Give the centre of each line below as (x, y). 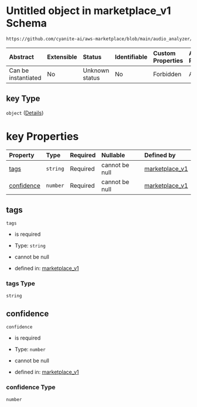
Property (22, 155)
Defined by (160, 155)
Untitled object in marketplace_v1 (89, 11)
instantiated (25, 77)
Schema (26, 23)
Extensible (62, 57)
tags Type (21, 284)
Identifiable (131, 57)
